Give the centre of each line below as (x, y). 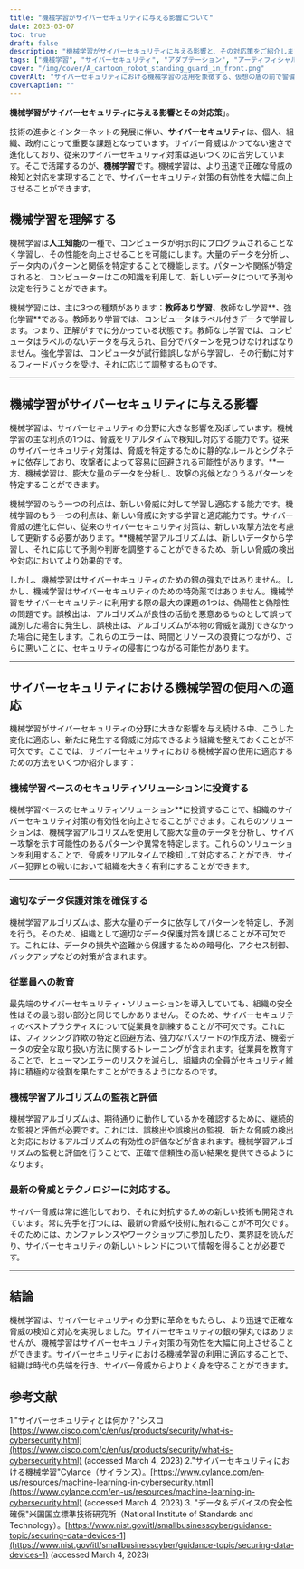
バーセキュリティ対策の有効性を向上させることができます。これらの (136, 821)
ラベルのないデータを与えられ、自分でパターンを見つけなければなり (167, 342)
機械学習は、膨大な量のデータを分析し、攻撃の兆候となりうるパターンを (159, 474)
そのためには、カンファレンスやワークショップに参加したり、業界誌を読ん (148, 1234)
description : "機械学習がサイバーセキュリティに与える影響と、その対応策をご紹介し (148, 52)
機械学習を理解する (63, 220)
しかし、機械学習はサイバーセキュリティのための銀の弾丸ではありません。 (148, 580)
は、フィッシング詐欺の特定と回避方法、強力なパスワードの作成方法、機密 (148, 1037)
